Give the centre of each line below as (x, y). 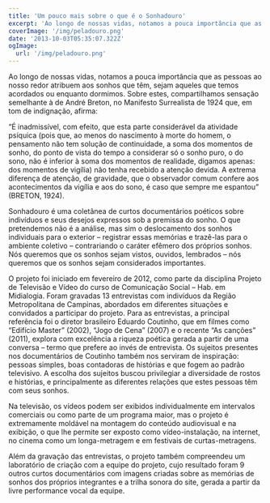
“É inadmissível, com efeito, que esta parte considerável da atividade (123, 127)
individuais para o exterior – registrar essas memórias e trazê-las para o (128, 237)
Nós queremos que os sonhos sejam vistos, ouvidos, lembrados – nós (125, 254)
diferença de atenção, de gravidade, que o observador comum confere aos (134, 178)
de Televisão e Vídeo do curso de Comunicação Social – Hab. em (117, 287)
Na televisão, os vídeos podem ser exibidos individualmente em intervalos (132, 406)
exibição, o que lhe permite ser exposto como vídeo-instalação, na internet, (134, 432)
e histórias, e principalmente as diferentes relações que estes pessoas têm (133, 382)
